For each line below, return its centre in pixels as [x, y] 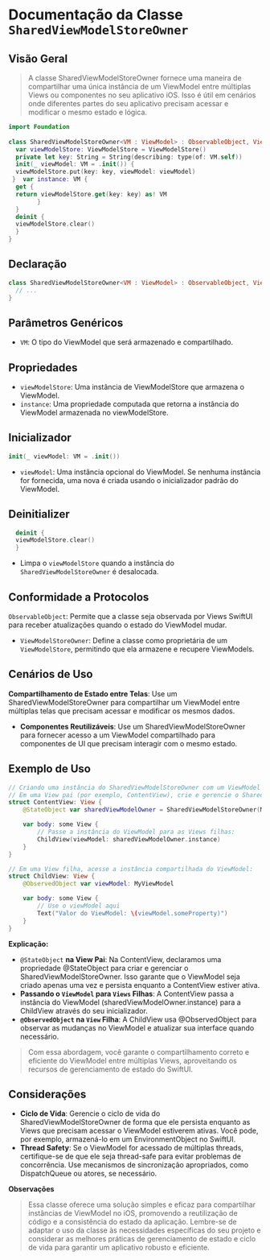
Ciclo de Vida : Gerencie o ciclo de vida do [90, 1113]
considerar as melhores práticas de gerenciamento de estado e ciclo [142, 1239]
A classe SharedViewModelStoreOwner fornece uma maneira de [135, 78]
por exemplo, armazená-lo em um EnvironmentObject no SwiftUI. [128, 1139]
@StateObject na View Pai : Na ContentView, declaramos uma [121, 959]
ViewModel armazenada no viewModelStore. [94, 413]
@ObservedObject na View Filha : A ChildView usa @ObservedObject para [138, 1019]
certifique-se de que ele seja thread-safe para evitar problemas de [130, 1156]
